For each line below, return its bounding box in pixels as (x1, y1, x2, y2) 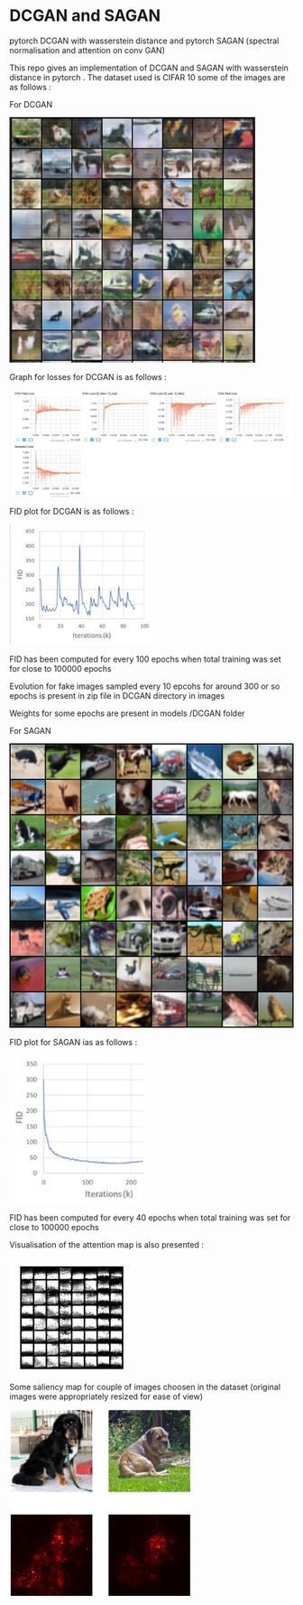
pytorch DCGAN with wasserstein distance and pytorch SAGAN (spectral (9, 35, 280, 46)
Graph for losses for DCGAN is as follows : (9, 371, 167, 382)
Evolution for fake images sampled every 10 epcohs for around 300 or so (9, 681, 280, 691)
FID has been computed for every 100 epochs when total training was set (9, 654, 281, 664)
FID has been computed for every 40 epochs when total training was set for (9, 1212, 291, 1223)
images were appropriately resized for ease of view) (9, 1391, 204, 1402)
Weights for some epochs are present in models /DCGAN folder (9, 708, 245, 719)
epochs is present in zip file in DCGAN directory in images (9, 691, 225, 701)
